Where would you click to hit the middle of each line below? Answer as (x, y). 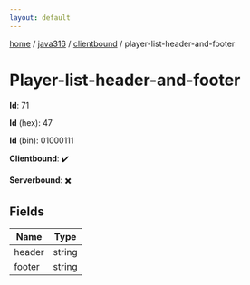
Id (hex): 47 (31, 122)
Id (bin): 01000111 (42, 140)
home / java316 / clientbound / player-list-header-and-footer (122, 43)
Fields (27, 211)
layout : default (40, 18)
